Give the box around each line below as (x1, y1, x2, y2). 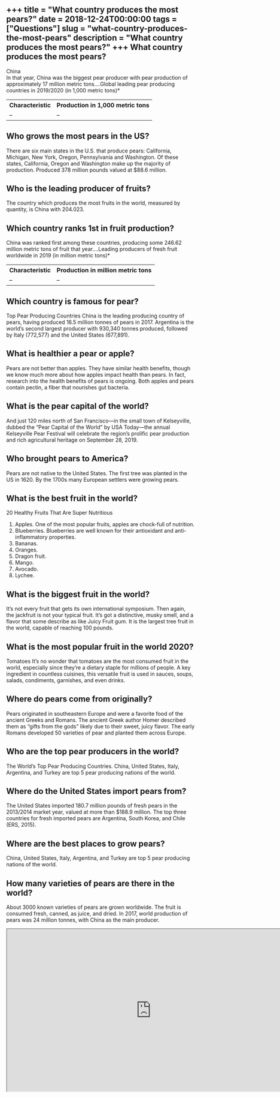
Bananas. (14, 540, 38, 547)
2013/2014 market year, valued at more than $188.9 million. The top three (6, 808, 187, 815)
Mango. (14, 559, 34, 566)
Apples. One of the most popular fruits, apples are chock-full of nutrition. (14, 521, 195, 528)
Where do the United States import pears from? (6, 786, 187, 796)
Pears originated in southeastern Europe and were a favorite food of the (6, 710, 184, 717)
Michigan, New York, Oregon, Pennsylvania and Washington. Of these (6, 153, 178, 161)
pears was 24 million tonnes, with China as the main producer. (6, 916, 160, 923)
